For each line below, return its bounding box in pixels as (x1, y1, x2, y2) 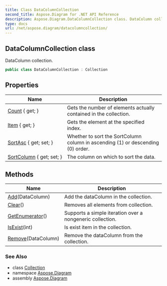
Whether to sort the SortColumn (67, 133, 142, 140)
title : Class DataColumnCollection (5, 7, 79, 12)
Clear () (7, 201, 24, 208)
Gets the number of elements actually (67, 104, 155, 111)
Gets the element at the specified (67, 118, 145, 125)
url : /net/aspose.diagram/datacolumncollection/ (5, 26, 108, 31)
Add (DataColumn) (7, 193, 51, 200)
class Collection (12, 265, 45, 271)
